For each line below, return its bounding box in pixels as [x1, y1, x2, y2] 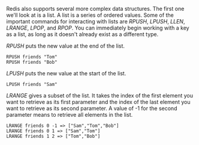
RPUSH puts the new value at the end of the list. [6, 42, 125, 49]
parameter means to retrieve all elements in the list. [6, 111, 133, 118]
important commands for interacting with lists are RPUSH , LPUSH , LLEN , [6, 18, 185, 25]
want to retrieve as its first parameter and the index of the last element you [6, 99, 191, 105]
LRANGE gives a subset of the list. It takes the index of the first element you [6, 92, 194, 99]
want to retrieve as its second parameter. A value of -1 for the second [6, 105, 177, 112]
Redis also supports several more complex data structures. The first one [6, 5, 185, 12]
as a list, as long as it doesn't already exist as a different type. [6, 31, 159, 38]
